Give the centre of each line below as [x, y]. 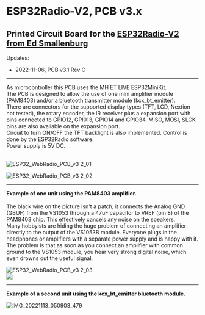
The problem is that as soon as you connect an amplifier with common [95, 245]
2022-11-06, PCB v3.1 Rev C [50, 70]
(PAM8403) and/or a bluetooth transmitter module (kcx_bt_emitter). [91, 100]
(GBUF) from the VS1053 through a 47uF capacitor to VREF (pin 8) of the [98, 213]
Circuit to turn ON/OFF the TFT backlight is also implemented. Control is [97, 133]
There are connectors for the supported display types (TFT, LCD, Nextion [98, 107]
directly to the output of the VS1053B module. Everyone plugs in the [92, 232]
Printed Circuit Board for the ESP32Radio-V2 [93, 34]
